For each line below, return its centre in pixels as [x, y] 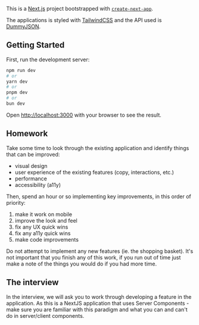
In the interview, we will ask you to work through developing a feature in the [99, 296]
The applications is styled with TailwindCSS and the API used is [84, 20]
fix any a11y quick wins [43, 233]
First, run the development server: [48, 60]
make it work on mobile [43, 214]
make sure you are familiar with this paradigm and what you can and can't [97, 310]
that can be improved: [33, 154]
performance [31, 179]
